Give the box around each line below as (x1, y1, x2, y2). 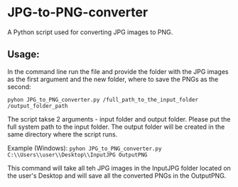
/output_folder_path (7, 102, 69, 109)
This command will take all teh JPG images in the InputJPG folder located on (7, 164, 231, 172)
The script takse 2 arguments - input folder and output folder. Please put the (7, 114, 231, 123)
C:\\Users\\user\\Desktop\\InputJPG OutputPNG (7, 151, 148, 159)
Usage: (7, 48, 40, 60)
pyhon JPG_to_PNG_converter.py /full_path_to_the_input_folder (7, 96, 199, 103)
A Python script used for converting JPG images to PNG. (7, 28, 173, 36)
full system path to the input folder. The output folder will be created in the (7, 122, 225, 131)
